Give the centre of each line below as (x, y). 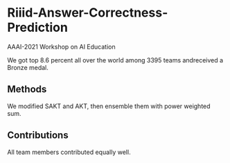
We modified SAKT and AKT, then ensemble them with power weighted (109, 106)
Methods (27, 89)
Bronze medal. (28, 67)
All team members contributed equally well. (69, 152)
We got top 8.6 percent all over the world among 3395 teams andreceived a (115, 60)
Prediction (37, 27)
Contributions (38, 136)
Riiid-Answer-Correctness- (88, 13)
